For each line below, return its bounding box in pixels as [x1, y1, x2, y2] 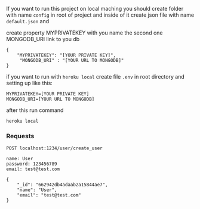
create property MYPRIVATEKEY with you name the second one [6, 29, 163, 36]
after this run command [6, 107, 64, 114]
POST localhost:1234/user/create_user [6, 145, 103, 151]
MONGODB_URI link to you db [6, 36, 80, 42]
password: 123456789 [6, 161, 58, 167]
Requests [6, 132, 35, 140]
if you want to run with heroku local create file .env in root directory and [6, 73, 185, 80]
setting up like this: [6, 80, 53, 86]
